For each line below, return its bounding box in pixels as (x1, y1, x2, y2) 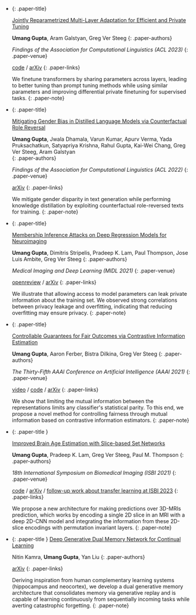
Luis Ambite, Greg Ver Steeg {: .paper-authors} (11, 256, 127, 262)
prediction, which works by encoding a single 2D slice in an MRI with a (11, 511, 185, 518)
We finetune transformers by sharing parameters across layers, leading (11, 76, 187, 82)
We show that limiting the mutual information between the (11, 398, 154, 404)
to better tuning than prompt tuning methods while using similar (11, 82, 168, 89)
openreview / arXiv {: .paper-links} (11, 279, 97, 286)
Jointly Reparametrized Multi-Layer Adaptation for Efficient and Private (11, 17, 186, 23)
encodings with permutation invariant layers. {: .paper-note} (24, 524, 172, 531)
